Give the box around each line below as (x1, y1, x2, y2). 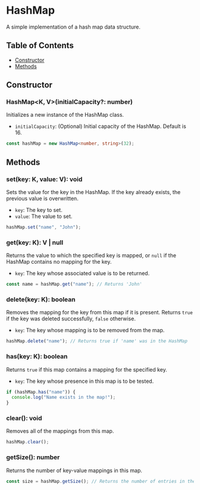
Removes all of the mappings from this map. (6, 427, 114, 435)
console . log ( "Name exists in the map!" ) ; (11, 394, 116, 401)
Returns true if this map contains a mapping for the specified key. (6, 366, 168, 373)
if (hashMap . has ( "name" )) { (6, 389, 76, 395)
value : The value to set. (14, 213, 73, 220)
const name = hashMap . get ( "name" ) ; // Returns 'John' (6, 281, 143, 288)
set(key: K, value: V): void (6, 175, 83, 183)
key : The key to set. (14, 207, 62, 213)
